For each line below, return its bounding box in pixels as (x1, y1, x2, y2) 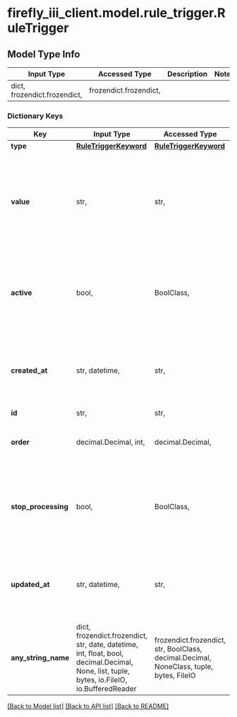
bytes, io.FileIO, (76, 675, 128, 685)
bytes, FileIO (154, 670, 196, 680)
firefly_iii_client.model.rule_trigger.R (7, 5, 226, 21)
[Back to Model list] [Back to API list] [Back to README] (7, 702, 169, 711)
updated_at (11, 580, 50, 590)
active (11, 288, 32, 298)
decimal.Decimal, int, (76, 437, 145, 447)
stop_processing (11, 502, 69, 512)
